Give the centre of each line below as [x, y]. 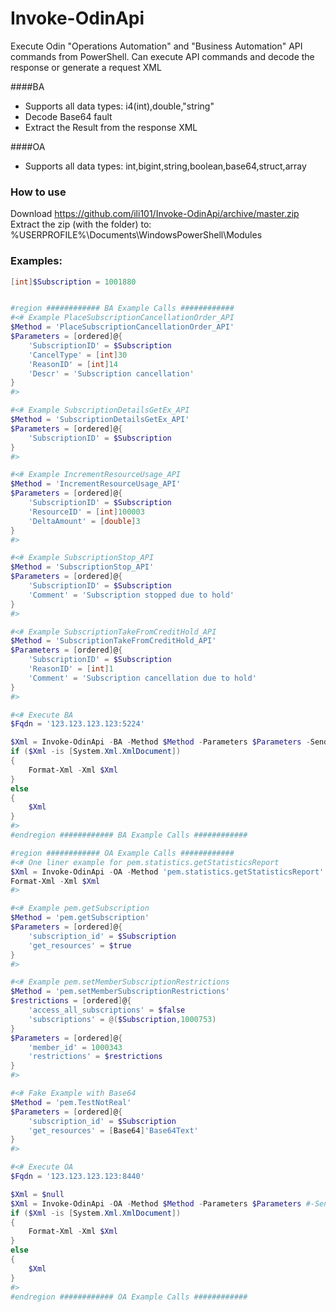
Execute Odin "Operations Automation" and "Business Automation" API [156, 46]
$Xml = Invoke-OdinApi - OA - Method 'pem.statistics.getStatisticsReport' [167, 872]
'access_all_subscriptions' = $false [107, 1010]
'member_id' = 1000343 [75, 1047]
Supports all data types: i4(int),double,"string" [119, 106]
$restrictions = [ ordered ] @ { [71, 1001]
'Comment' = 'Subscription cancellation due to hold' [142, 678]
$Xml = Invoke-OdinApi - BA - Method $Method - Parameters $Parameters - [160, 742]
